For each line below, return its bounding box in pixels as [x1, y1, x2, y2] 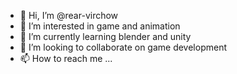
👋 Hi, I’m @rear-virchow [19, 10, 119, 21]
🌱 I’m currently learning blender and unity [19, 31, 192, 42]
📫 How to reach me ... [19, 53, 113, 64]
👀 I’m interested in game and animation [19, 20, 181, 32]
